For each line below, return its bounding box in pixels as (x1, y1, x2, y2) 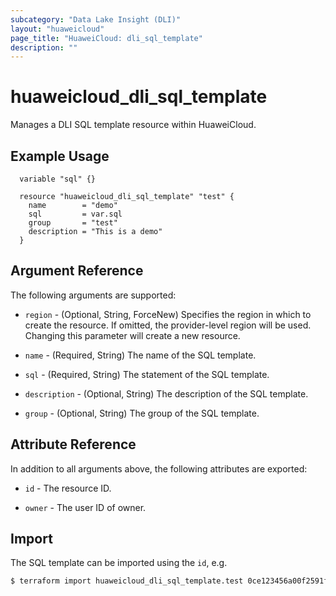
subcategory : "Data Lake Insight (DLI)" (10, 14, 182, 25)
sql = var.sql (28, 209, 123, 219)
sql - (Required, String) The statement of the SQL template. (24, 368, 270, 380)
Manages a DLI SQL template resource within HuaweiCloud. (10, 119, 257, 131)
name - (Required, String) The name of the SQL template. (24, 349, 257, 361)
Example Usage (10, 147, 110, 165)
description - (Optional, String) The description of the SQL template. (24, 387, 309, 400)
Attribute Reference (10, 436, 137, 453)
